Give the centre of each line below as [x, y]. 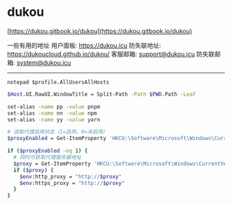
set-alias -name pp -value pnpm [54, 107]
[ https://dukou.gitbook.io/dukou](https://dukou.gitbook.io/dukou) [100, 31]
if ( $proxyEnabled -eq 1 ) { [48, 151]
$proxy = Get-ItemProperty [52, 164]
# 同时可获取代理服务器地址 [47, 157]
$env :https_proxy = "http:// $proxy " [72, 183]
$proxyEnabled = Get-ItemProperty [57, 139]
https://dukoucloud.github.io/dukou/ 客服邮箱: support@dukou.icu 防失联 [111, 54]
